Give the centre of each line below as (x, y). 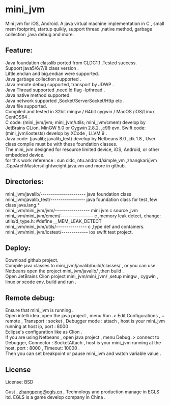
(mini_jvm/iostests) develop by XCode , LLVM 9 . (56, 133)
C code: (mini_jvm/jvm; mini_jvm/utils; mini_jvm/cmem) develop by (76, 122)
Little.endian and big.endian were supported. (52, 73)
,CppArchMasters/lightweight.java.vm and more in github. (66, 166)
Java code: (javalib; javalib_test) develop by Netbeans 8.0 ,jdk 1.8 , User (81, 138)
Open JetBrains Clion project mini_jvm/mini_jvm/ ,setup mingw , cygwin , (82, 276)
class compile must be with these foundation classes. (61, 144)
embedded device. (25, 155)
